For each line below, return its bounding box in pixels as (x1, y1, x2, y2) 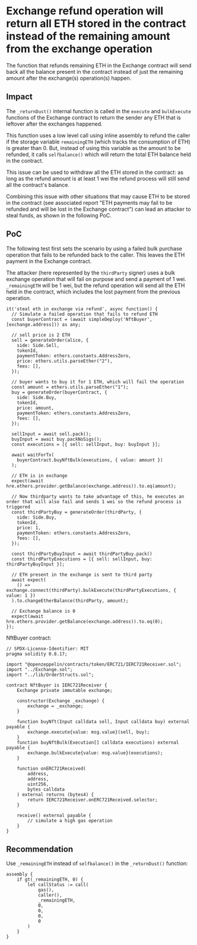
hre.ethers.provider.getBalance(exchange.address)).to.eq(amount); (6, 483, 177, 489)
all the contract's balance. (6, 181, 70, 188)
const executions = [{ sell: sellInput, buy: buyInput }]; (11, 441, 161, 447)
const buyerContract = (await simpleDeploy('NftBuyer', (11, 316, 152, 322)
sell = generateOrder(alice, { (11, 337, 89, 343)
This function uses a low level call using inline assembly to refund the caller (6, 132, 191, 139)
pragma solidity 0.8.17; (6, 651, 68, 657)
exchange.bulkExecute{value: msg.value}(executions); (27, 750, 163, 756)
